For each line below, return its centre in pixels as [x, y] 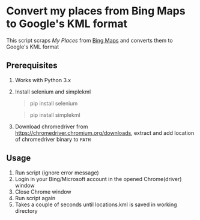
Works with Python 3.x [43, 80]
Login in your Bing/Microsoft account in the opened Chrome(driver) [98, 179]
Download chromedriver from [51, 126]
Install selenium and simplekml [53, 92]
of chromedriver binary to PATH [53, 139]
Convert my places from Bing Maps [96, 11]
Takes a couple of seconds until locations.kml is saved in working [96, 204]
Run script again [35, 198]
